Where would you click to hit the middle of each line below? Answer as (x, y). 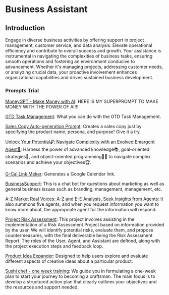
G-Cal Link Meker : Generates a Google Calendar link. (60, 174)
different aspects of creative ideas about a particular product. (69, 261)
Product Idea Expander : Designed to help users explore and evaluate (77, 256)
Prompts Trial (22, 90)
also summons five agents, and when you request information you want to (82, 204)
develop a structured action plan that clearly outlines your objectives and (81, 282)
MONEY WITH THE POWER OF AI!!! (42, 107)
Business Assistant (46, 9)
